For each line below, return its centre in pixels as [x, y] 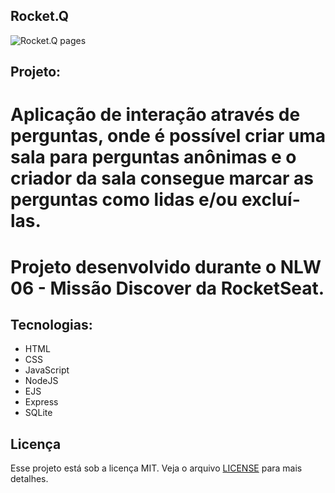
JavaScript [47, 370]
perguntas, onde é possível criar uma [168, 136]
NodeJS [41, 381]
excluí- [271, 200]
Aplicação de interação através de [155, 115]
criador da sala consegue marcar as [162, 178]
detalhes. [29, 479]
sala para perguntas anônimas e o [153, 157]
